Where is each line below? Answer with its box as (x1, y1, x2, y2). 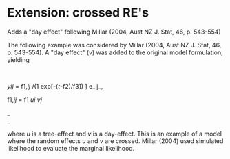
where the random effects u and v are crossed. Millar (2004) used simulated (7, 136, 224, 145)
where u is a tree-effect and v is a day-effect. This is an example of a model (7, 129, 222, 138)
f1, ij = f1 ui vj (7, 95, 43, 104)
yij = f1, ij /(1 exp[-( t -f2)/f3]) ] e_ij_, (7, 82, 103, 90)
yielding (7, 55, 30, 63)
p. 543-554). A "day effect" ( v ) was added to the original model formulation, (7, 48, 223, 56)
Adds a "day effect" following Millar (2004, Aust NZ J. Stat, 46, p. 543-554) (7, 28, 222, 36)
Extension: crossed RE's (7, 5, 149, 21)
